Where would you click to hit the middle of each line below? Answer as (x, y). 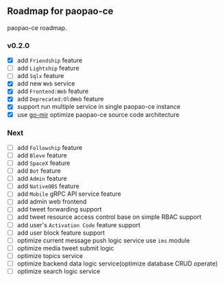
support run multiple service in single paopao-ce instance (99, 107)
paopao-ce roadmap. (37, 27)
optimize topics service (50, 255)
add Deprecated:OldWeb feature (60, 99)
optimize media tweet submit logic (65, 248)
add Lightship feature (48, 68)
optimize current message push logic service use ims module (103, 240)
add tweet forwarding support (59, 209)
